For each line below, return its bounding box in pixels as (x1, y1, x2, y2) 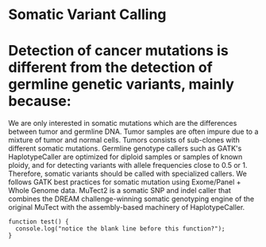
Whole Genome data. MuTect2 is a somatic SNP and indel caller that (8, 186, 232, 196)
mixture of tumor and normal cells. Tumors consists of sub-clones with (8, 135, 240, 145)
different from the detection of (8, 59, 213, 77)
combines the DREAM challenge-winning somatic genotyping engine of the (8, 194, 255, 203)
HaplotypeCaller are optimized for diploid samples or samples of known (8, 152, 243, 161)
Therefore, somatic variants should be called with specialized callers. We (8, 169, 248, 179)
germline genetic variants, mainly (8, 75, 234, 93)
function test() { (8, 218, 69, 226)
